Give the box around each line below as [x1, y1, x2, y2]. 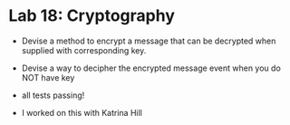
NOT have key [21, 72, 75, 82]
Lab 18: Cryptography [8, 5, 176, 26]
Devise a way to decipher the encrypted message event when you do [21, 62, 282, 73]
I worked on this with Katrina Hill [21, 107, 142, 118]
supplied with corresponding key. [21, 44, 147, 55]
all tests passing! [21, 90, 85, 101]
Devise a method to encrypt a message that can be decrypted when [21, 35, 276, 46]
